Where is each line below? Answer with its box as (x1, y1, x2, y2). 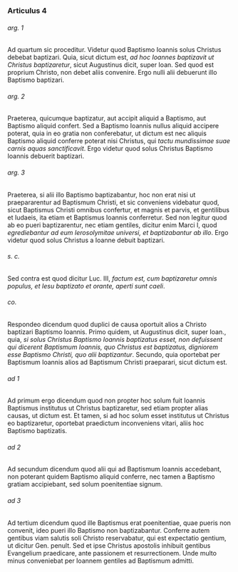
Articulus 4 (7, 6, 48, 16)
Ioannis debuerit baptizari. (7, 152, 85, 160)
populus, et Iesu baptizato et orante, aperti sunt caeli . (7, 281, 165, 290)
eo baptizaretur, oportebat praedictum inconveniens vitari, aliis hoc (7, 419, 205, 427)
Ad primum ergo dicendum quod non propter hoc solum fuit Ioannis (7, 396, 205, 405)
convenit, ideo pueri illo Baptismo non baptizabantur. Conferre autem (7, 526, 210, 534)
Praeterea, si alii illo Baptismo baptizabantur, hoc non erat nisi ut (7, 190, 196, 199)
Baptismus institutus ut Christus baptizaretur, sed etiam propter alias (7, 404, 209, 412)
